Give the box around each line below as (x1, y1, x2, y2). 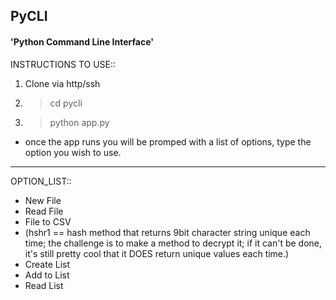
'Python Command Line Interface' (10, 35, 154, 48)
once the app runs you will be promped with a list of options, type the (24, 135, 312, 148)
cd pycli (49, 97, 83, 109)
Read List (24, 279, 64, 291)
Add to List (24, 269, 70, 281)
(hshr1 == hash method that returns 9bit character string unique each (24, 226, 311, 238)
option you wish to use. (24, 146, 122, 158)
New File (24, 194, 62, 206)
